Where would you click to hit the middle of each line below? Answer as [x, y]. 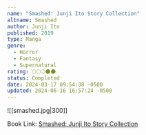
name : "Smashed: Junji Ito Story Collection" [73, 13]
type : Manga [24, 39]
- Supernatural [35, 65]
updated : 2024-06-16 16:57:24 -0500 [60, 91]
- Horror [26, 53]
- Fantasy [27, 59]
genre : [17, 46]
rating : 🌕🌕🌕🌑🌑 [32, 71]
